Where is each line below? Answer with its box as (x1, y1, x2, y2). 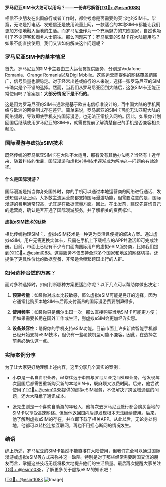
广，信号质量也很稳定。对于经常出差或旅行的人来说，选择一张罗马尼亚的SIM (5, 78, 161, 84)
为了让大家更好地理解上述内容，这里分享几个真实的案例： (5, 364, 122, 370)
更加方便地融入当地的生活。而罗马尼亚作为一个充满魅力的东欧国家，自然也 (5, 28, 157, 34)
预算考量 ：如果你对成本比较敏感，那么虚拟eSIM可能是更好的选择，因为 (12, 292, 157, 298)
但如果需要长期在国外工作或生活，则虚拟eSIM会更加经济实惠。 (12, 315, 140, 321)
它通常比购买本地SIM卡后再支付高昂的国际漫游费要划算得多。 (12, 298, 137, 304)
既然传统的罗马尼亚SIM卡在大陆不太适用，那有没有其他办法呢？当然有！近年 (5, 152, 161, 158)
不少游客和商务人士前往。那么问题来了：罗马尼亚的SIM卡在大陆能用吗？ (13, 34, 161, 40)
